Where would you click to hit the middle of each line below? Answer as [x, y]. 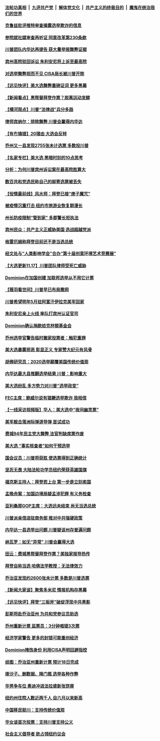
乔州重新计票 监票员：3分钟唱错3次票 [42, 626]
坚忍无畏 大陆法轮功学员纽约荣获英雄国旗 [46, 470]
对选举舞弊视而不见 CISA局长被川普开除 [45, 73]
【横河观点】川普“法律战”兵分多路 [39, 110]
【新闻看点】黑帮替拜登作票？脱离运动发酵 [48, 98]
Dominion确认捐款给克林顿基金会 [38, 326]
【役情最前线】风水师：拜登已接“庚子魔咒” [48, 194]
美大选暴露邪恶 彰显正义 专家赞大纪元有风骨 [48, 350]
